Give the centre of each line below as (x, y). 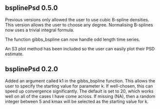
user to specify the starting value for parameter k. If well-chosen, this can (79, 86)
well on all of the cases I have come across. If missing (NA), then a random (80, 96)
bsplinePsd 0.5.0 (31, 8)
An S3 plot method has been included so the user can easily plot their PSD (80, 48)
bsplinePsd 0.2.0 (32, 69)
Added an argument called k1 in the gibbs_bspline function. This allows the (80, 81)
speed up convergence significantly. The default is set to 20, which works (79, 91)
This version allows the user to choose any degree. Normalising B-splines (79, 25)
